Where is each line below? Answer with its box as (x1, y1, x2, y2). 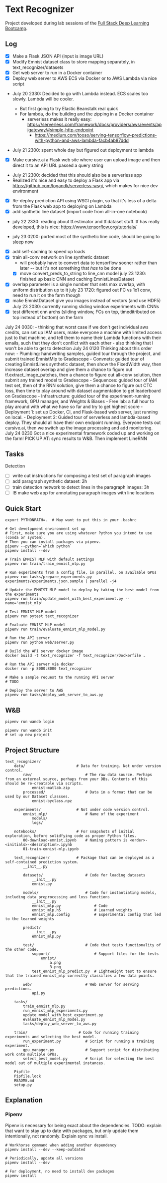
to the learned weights (5, 916, 55, 922)
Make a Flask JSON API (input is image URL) (12, 53, 104, 59)
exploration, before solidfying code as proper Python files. (5, 833, 137, 838)
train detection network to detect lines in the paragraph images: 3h (12, 484, 150, 490)
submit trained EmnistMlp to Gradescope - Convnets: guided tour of (5, 356, 145, 362)
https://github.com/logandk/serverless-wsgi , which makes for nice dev (12, 183, 158, 189)
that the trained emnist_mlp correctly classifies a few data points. (5, 973, 155, 978)
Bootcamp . (5, 25, 28, 31)
